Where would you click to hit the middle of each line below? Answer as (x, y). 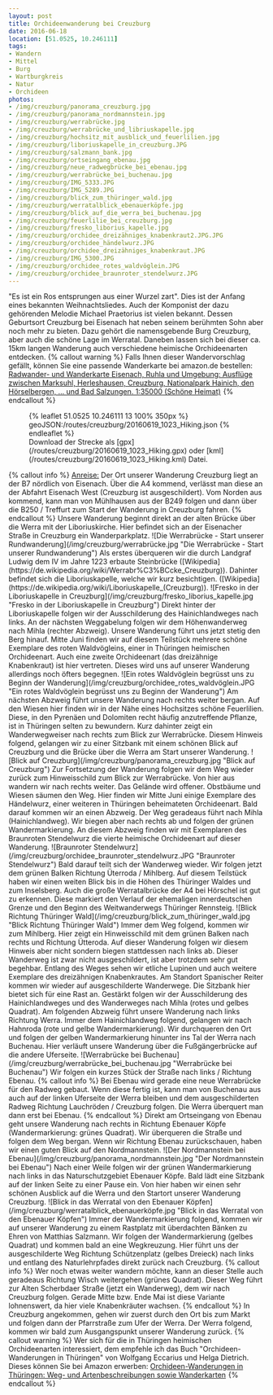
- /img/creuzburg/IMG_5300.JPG (61, 258)
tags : (17, 46)
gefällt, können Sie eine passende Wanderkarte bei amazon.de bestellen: (131, 366)
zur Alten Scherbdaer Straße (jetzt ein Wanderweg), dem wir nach (119, 1288)
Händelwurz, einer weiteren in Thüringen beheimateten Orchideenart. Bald (133, 804)
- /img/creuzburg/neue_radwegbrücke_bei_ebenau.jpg (97, 168)
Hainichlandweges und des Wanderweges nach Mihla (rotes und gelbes (129, 1003)
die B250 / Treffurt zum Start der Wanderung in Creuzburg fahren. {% (125, 510)
